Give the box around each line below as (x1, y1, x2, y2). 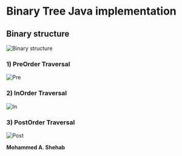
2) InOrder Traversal (6, 89, 67, 97)
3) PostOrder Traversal (6, 118, 75, 126)
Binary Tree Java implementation (6, 4, 177, 18)
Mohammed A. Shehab (6, 143, 66, 151)
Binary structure (6, 29, 70, 39)
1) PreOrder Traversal (6, 60, 70, 68)
